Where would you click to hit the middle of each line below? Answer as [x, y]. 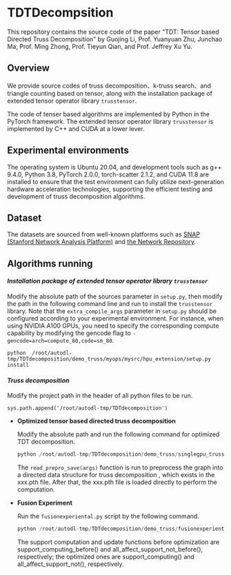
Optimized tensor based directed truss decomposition [96, 421]
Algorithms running [50, 263]
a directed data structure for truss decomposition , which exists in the [116, 475]
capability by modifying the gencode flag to [69, 333]
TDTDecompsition [60, 13]
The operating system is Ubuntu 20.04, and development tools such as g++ [114, 167]
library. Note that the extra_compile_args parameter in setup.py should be [112, 311]
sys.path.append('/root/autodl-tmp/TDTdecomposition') [88, 408]
